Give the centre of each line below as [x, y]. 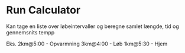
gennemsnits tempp [30, 32]
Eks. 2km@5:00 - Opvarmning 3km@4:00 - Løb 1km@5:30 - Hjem [87, 44]
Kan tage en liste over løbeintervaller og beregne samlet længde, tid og [92, 26]
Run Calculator [43, 10]
